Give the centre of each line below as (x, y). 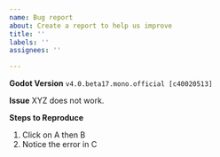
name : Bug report (41, 17)
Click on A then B (54, 135)
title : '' (27, 34)
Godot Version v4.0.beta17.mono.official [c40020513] (111, 83)
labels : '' (29, 42)
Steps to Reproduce (47, 118)
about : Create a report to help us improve (91, 26)
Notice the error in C (59, 145)
